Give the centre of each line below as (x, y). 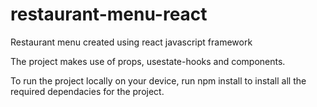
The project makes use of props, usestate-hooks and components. (148, 61)
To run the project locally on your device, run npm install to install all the (158, 80)
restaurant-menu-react (109, 14)
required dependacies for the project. (87, 91)
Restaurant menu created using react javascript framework (131, 42)
